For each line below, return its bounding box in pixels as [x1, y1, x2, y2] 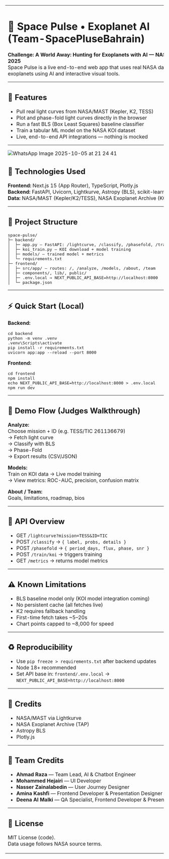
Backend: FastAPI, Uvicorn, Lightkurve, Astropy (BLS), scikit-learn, [8, 189, 167, 196]
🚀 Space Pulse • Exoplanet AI [8, 20, 150, 33]
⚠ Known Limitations [8, 580, 87, 589]
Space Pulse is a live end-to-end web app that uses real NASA [8, 64, 157, 71]
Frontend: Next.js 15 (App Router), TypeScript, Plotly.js [8, 182, 138, 189]
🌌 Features [8, 92, 47, 102]
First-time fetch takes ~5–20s [16, 614, 88, 621]
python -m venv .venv [8, 335, 57, 341]
